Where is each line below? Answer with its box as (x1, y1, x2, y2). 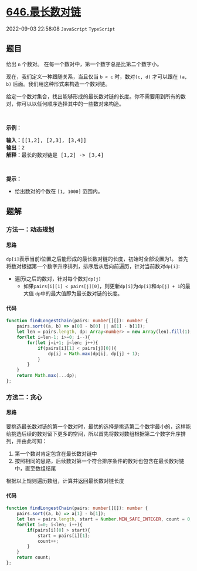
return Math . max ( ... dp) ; (16, 373, 77, 379)
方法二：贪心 (6, 393, 43, 401)
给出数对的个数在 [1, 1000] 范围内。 (14, 188, 104, 195)
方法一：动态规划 (6, 226, 55, 234)
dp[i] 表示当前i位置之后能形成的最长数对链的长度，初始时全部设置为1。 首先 (6, 255, 189, 262)
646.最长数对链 (6, 5, 81, 19)
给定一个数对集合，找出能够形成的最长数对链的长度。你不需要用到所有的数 (6, 92, 186, 100)
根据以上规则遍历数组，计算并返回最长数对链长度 (6, 477, 124, 485)
